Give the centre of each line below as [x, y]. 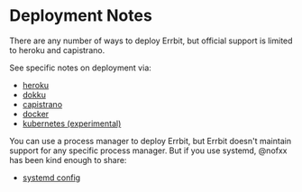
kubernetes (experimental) [72, 123]
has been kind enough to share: [68, 160]
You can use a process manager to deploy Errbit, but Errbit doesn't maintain [150, 141]
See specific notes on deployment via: [80, 68]
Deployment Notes [81, 16]
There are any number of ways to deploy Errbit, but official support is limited [151, 41]
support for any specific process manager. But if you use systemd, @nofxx [148, 151]
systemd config [51, 178]
